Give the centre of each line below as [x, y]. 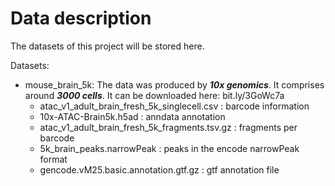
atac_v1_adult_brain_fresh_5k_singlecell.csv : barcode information [174, 106]
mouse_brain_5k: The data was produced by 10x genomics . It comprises [174, 84]
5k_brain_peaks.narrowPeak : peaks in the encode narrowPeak [169, 148]
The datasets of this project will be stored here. [107, 46]
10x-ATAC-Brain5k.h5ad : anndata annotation [132, 116]
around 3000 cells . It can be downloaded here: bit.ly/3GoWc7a [154, 95]
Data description [81, 18]
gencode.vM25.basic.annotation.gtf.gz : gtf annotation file [159, 169]
